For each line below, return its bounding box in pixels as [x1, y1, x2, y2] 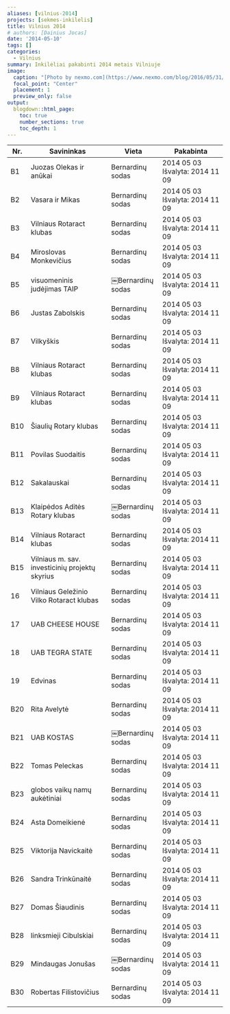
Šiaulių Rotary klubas [30, 421, 99, 431]
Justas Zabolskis [30, 308, 86, 318]
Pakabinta [174, 147, 208, 156]
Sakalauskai [30, 478, 70, 488]
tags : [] [7, 42, 32, 49]
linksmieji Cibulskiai [30, 931, 94, 941]
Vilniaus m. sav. [30, 554, 81, 564]
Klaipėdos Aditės [30, 502, 86, 512]
